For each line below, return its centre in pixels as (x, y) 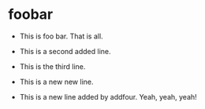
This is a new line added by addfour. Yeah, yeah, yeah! (108, 96)
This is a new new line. (56, 82)
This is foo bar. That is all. (61, 36)
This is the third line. (52, 66)
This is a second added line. (65, 51)
